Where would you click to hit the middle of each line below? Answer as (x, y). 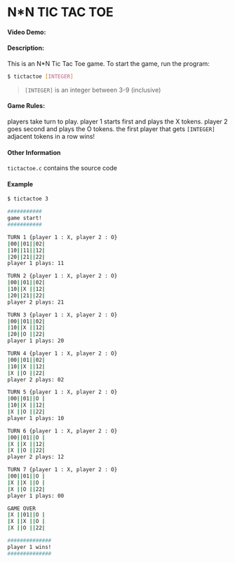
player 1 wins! (29, 547)
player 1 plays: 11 (36, 264)
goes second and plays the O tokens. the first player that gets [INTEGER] (111, 129)
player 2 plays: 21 (36, 302)
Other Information (34, 152)
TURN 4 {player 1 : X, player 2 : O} (62, 354)
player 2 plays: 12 (36, 457)
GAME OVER (22, 508)
